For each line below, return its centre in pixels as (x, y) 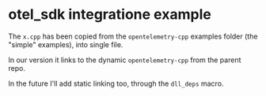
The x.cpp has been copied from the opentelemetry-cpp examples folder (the (133, 36)
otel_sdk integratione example (110, 15)
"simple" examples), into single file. (66, 44)
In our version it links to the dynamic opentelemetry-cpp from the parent (125, 60)
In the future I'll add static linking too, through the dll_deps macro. (116, 83)
